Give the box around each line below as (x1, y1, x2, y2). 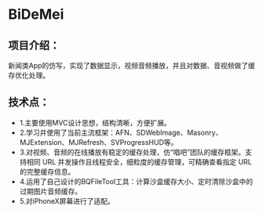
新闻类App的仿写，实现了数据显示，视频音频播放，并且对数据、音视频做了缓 (8, 61, 255, 70)
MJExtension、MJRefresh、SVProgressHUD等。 (19, 137, 178, 146)
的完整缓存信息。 (19, 167, 75, 176)
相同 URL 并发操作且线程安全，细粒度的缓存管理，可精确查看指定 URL (26, 157, 253, 166)
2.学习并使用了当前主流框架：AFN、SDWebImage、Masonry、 (19, 128, 223, 137)
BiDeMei (8, 5, 64, 23)
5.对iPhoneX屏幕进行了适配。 (19, 196, 115, 205)
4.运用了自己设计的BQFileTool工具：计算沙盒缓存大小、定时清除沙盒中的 (19, 176, 254, 186)
